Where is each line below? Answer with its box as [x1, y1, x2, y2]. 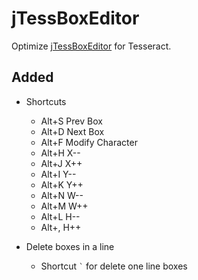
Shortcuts [25, 95, 67, 107]
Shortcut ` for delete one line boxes [40, 260, 188, 272]
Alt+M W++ [40, 200, 89, 212]
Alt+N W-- [40, 189, 84, 201]
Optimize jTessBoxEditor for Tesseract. [11, 40, 172, 52]
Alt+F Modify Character [40, 136, 138, 148]
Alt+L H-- [40, 210, 81, 222]
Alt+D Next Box [40, 125, 105, 137]
